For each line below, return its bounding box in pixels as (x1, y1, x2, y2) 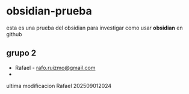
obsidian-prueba (6, 4, 92, 18)
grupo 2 (6, 48, 37, 58)
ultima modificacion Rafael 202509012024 (6, 82, 112, 89)
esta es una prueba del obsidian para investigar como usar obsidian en (6, 24, 183, 31)
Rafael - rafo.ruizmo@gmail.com (14, 64, 96, 71)
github (6, 30, 22, 37)
